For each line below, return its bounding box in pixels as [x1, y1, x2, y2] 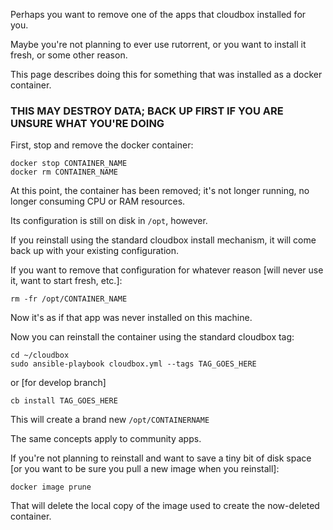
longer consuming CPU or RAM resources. [10, 195, 186, 208]
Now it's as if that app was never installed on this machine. [10, 312, 253, 324]
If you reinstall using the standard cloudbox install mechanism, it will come [10, 234, 317, 246]
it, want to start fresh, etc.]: [10, 275, 123, 287]
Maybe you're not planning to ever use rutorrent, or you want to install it [10, 39, 307, 50]
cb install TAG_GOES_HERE [10, 396, 118, 406]
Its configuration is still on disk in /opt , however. [10, 215, 208, 227]
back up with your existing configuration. [10, 245, 180, 257]
